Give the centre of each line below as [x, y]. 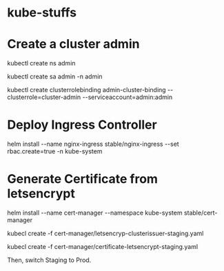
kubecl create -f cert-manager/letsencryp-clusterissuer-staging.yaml [105, 233]
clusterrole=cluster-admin [44, 97]
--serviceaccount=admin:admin [128, 97]
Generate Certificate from [83, 179]
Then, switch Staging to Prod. [49, 260]
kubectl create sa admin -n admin [55, 76]
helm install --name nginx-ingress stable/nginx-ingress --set [93, 144]
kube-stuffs [42, 13]
